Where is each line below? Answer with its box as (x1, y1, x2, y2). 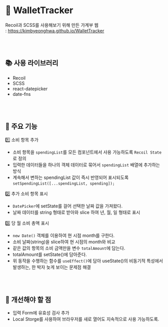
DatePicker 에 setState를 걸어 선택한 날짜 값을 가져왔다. (12, 203, 123, 209)
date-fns (12, 91, 31, 97)
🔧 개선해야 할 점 (5, 295, 52, 304)
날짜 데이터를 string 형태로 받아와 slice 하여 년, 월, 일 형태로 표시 (12, 209, 141, 215)
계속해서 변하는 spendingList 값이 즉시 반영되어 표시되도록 (12, 174, 129, 180)
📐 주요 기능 (5, 122, 38, 131)
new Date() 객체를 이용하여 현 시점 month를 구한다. (12, 232, 115, 238)
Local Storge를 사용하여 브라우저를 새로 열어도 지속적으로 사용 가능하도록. (12, 316, 159, 322)
